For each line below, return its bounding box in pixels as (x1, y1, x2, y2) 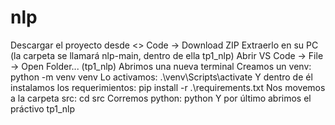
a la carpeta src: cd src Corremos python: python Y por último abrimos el (10, 92, 312, 104)
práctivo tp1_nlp (10, 102, 76, 115)
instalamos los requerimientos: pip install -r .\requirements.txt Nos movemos (10, 81, 326, 93)
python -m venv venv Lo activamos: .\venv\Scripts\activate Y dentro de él (10, 71, 313, 83)
